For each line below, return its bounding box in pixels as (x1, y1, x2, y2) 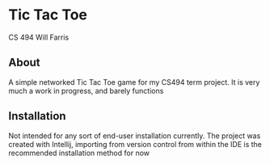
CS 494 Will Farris (8, 32, 70, 42)
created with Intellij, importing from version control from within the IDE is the (8, 139, 263, 149)
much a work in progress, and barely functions (8, 86, 164, 95)
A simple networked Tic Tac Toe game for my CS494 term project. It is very (8, 77, 260, 86)
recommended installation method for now (8, 148, 150, 158)
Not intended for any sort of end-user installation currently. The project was (8, 131, 261, 141)
